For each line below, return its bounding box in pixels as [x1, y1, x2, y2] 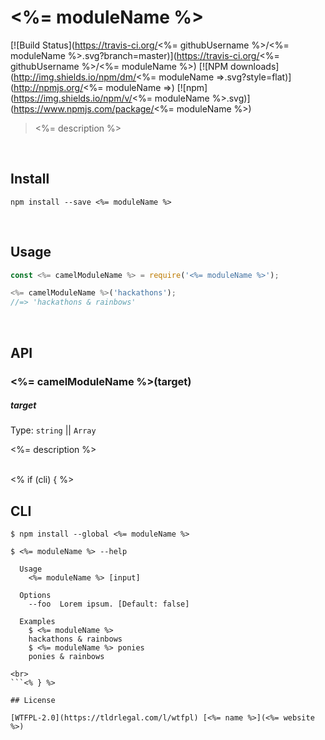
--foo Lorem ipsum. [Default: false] [28, 599, 190, 610]
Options [19, 591, 52, 601]
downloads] [230, 60, 280, 72]
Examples [19, 617, 56, 627]
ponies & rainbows [28, 652, 105, 662]
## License [10, 696, 56, 706]
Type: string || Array [10, 424, 97, 436]
